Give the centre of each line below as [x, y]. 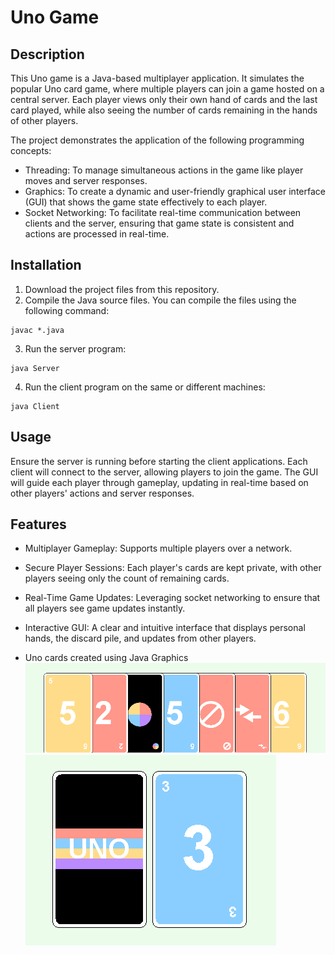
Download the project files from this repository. [122, 289]
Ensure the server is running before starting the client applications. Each [159, 461]
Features [38, 524]
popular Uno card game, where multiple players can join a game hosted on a [167, 89]
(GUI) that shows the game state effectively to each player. [146, 202]
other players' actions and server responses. [102, 493]
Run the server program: [75, 348]
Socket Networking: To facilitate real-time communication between [163, 212]
